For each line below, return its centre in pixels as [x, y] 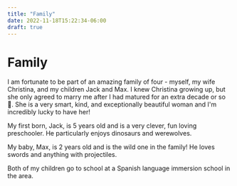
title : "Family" [31, 14]
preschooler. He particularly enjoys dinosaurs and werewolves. [100, 133]
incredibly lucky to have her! [49, 112]
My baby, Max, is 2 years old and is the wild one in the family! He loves [111, 147]
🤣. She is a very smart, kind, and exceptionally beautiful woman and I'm [112, 104]
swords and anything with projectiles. [62, 155]
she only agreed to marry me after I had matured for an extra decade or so [117, 97]
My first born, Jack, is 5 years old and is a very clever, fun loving [102, 126]
